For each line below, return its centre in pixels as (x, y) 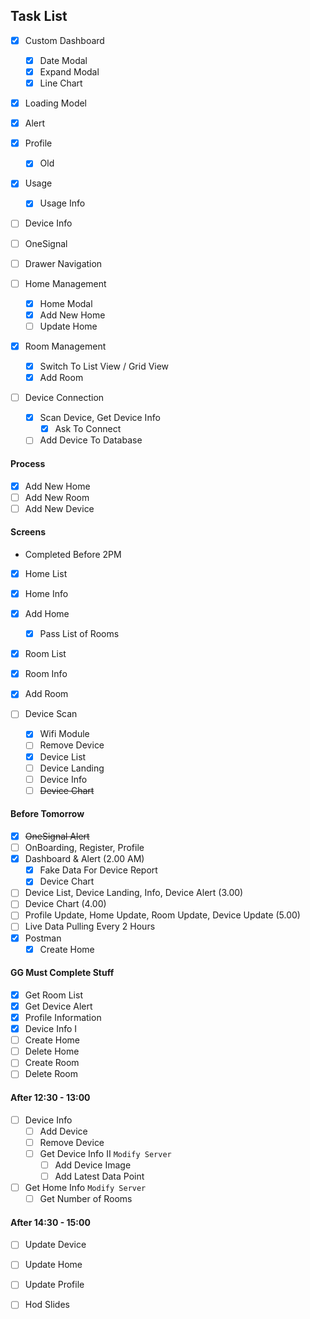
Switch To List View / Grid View (104, 366)
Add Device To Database (91, 440)
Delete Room (51, 1074)
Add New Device (59, 508)
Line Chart (61, 83)
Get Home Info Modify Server (85, 1187)
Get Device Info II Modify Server (105, 1153)
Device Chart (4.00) (65, 904)
